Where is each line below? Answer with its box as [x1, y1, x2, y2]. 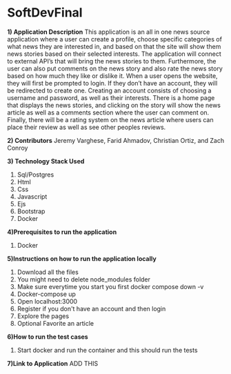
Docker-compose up [17, 290, 76, 298]
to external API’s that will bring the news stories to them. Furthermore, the [7, 57, 217, 65]
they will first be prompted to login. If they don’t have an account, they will [7, 79, 218, 87]
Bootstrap [17, 207, 46, 215]
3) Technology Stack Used [7, 157, 85, 165]
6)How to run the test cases [7, 333, 88, 341]
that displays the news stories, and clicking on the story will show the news [7, 101, 221, 109]
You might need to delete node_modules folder [17, 275, 150, 284]
